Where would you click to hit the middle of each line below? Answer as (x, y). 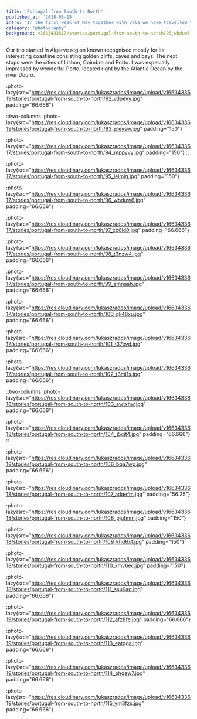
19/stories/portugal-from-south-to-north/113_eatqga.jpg (74, 643)
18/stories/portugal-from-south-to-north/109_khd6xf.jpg (74, 542)
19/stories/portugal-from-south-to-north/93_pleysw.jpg (73, 129)
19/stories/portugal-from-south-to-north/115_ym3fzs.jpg (74, 703)
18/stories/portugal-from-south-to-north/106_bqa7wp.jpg (75, 464)
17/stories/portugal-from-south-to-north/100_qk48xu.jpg (74, 314)
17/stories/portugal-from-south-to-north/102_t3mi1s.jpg (73, 374)
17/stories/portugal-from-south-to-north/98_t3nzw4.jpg (74, 254)
